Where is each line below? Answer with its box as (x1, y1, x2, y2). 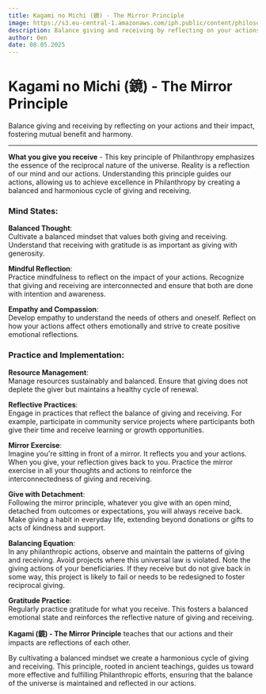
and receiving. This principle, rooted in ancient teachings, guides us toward (8, 662, 254, 671)
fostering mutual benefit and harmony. (8, 130, 133, 139)
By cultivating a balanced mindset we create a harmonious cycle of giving (8, 653, 249, 662)
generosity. (8, 248, 45, 258)
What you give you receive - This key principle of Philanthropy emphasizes (8, 152, 255, 162)
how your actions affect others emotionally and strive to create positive (8, 321, 241, 331)
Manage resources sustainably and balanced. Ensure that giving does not (8, 376, 248, 385)
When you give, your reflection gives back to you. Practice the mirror (8, 457, 234, 467)
